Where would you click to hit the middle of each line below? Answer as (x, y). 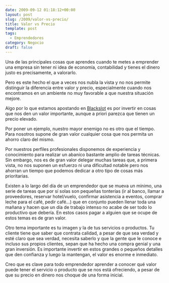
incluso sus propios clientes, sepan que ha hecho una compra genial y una (83, 244)
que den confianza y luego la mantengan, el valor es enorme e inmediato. (81, 254)
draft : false (19, 47)
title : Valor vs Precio (30, 24)
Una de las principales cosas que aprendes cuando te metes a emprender (82, 62)
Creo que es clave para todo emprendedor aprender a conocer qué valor (81, 264)
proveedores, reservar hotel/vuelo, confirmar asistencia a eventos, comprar (84, 196)
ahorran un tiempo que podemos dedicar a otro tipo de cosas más (74, 171)
